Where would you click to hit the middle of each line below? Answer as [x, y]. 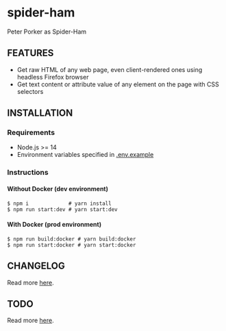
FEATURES [30, 53]
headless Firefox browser [53, 77]
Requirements [31, 133]
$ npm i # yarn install [59, 204]
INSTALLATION [40, 113]
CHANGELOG [36, 266]
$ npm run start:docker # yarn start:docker [72, 245]
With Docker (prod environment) [54, 225]
